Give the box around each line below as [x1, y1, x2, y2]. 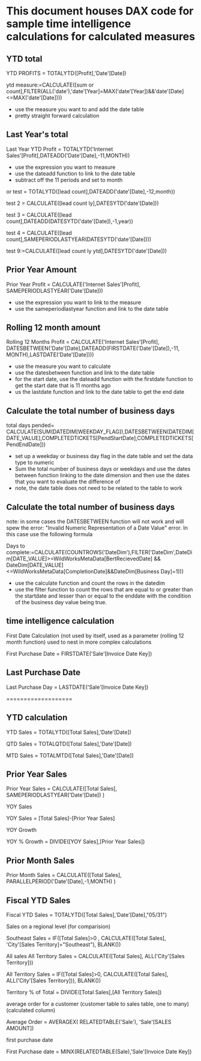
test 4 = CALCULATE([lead [6, 229, 72, 236]
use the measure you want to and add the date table [14, 106, 144, 112]
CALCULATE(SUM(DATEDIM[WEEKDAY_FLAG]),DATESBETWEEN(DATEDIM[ [6, 428, 194, 435]
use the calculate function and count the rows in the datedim [14, 579, 166, 587]
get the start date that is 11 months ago [14, 382, 111, 389]
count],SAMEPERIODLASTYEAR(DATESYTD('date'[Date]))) [6, 236, 152, 243]
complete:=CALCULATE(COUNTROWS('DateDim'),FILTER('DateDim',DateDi [6, 549, 193, 556]
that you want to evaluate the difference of [14, 478, 121, 485]
